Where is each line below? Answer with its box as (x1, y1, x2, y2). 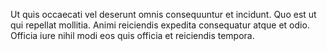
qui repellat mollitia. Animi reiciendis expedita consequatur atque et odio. (10, 19, 310, 31)
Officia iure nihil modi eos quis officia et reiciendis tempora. (10, 30, 255, 41)
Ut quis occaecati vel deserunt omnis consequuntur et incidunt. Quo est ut (10, 9, 317, 20)
